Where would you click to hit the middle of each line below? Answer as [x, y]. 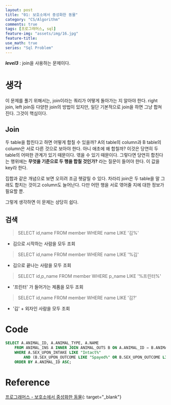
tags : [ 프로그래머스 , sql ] [31, 29]
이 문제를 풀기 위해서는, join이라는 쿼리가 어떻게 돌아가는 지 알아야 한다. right [81, 100]
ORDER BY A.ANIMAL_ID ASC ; [43, 362]
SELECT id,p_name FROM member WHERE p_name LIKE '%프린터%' [89, 276]
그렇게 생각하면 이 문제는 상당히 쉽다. [42, 202]
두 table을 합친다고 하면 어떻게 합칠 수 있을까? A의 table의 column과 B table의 [83, 142]
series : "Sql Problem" [29, 48]
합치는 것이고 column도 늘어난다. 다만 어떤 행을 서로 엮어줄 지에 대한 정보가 [89, 185]
